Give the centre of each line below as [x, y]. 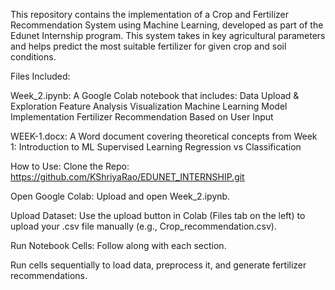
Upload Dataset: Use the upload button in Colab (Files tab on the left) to [158, 215]
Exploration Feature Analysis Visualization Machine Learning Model [149, 106]
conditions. [33, 57]
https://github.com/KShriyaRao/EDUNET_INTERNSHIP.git [127, 177]
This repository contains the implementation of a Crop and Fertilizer [149, 14]
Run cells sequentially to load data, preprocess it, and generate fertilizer [158, 265]
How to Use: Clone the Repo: [70, 166]
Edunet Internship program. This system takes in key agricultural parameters [168, 35]
